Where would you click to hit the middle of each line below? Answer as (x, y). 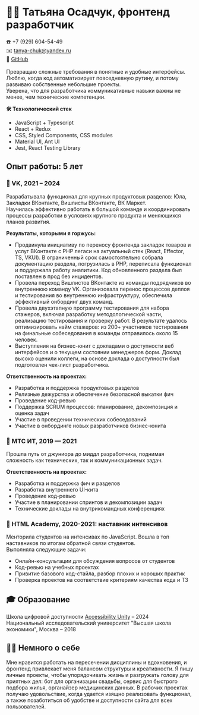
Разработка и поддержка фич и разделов (67, 483)
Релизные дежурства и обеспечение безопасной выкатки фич (94, 394)
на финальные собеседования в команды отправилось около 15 (96, 333)
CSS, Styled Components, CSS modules (64, 135)
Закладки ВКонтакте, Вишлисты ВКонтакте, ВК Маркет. (76, 203)
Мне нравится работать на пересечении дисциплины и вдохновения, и (97, 662)
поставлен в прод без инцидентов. (59, 276)
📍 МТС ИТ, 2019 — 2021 (42, 441)
